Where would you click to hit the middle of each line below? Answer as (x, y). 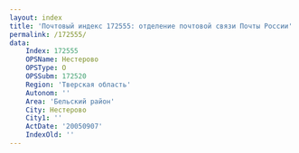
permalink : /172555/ (48, 34)
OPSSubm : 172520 (56, 76)
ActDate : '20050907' (64, 127)
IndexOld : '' (50, 135)
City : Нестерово (56, 110)
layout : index (36, 18)
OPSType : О (46, 68)
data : (19, 43)
